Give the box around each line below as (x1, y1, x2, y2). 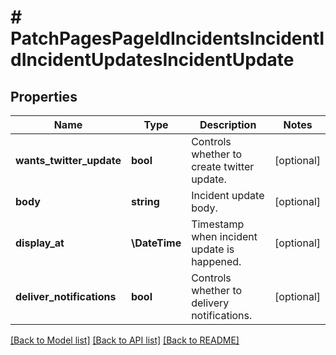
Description (199, 118, 257, 131)
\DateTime (130, 236, 182, 250)
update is (191, 242, 235, 256)
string (130, 195, 160, 208)
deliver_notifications (15, 290, 117, 303)
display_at (15, 236, 65, 250)
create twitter (191, 160, 255, 173)
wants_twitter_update (15, 154, 122, 167)
